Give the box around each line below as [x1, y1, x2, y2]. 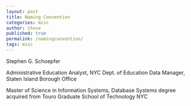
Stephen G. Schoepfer [6, 57, 61, 65]
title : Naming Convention [6, 14, 70, 20]
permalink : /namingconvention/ [6, 36, 84, 42]
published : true [6, 31, 46, 37]
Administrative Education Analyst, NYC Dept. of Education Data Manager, [6, 69, 185, 76]
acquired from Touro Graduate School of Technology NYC [6, 92, 148, 100]
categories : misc [6, 19, 49, 25]
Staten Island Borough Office [6, 75, 77, 82]
